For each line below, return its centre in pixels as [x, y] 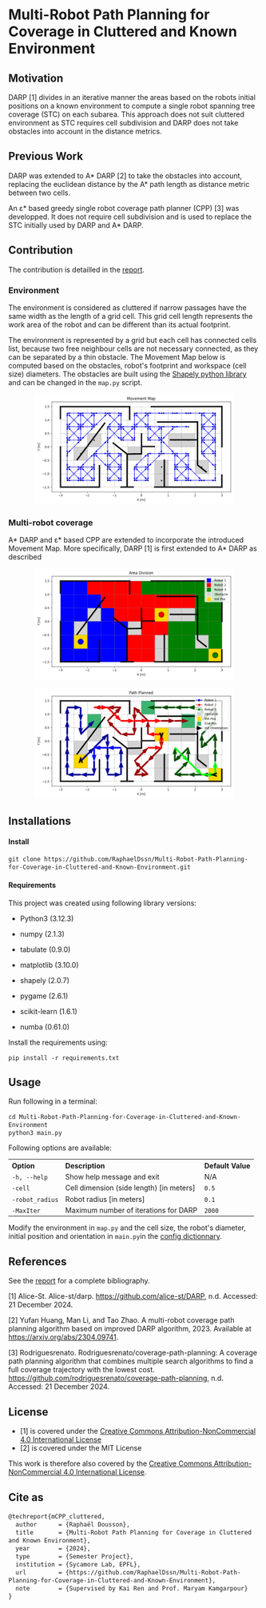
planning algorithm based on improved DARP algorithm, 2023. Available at [130, 1329]
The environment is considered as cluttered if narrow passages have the [127, 307]
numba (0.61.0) [45, 1027]
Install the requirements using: [58, 1042]
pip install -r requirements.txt [64, 1058]
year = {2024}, [53, 1548]
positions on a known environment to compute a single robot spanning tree [132, 106]
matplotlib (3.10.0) [49, 965]
